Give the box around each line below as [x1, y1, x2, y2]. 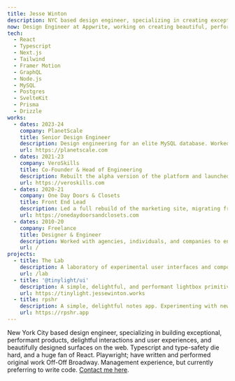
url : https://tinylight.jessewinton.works [20, 289, 145, 297]
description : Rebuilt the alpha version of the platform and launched [20, 173, 230, 180]
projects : [7, 251, 36, 258]
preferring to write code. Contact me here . [7, 365, 129, 374]
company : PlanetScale [20, 127, 83, 134]
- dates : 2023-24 [13, 120, 64, 128]
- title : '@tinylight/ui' [13, 277, 90, 284]
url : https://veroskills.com [20, 179, 105, 186]
